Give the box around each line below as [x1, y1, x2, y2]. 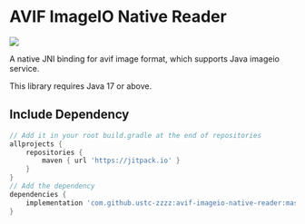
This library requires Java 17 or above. [9, 80, 152, 92]
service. [9, 63, 40, 73]
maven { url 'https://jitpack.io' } [42, 156, 181, 165]
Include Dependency [9, 107, 130, 122]
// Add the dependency [9, 181, 95, 190]
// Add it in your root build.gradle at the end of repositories [9, 131, 261, 140]
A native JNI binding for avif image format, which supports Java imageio [9, 53, 280, 64]
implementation [25, 198, 84, 208]
